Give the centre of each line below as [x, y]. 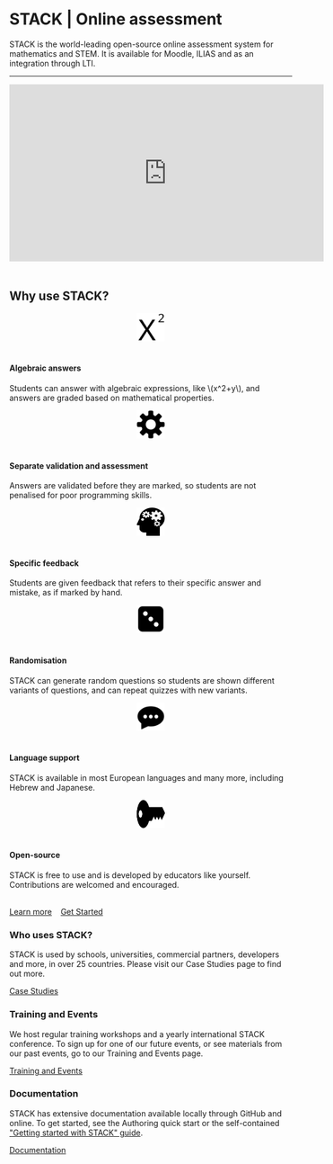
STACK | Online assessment [116, 19]
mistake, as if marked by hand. [66, 593]
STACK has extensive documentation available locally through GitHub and [146, 1113]
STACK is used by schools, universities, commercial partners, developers [145, 954]
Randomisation [38, 660]
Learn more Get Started [56, 911]
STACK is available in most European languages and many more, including [147, 777]
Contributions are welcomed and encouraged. [94, 884]
